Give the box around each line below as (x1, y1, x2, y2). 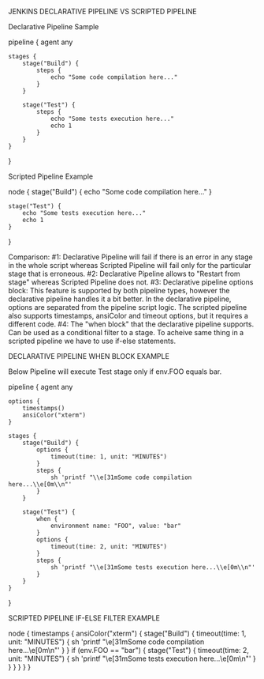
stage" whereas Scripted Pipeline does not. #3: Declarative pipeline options (8, 277, 254, 287)
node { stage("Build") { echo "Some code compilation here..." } (8, 187, 213, 196)
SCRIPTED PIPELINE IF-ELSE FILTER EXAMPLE (8, 613, 160, 623)
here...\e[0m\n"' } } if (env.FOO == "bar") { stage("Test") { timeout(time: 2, (8, 646, 250, 654)
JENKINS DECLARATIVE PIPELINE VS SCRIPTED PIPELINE (8, 7, 197, 16)
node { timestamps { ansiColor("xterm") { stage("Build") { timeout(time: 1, (8, 628, 247, 638)
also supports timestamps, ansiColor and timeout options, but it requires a (8, 311, 248, 320)
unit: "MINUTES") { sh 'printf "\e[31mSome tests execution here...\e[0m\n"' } (8, 654, 256, 663)
